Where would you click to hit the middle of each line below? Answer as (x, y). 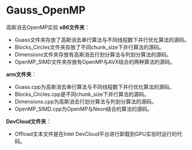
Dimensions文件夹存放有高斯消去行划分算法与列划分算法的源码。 (93, 54)
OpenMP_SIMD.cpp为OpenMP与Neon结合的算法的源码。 (83, 109)
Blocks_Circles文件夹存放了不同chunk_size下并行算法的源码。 (89, 47)
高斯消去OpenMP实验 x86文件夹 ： (48, 27)
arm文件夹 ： (21, 74)
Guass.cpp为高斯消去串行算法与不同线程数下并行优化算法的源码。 (95, 86)
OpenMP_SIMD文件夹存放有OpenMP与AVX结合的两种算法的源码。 (95, 62)
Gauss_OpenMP (46, 10)
